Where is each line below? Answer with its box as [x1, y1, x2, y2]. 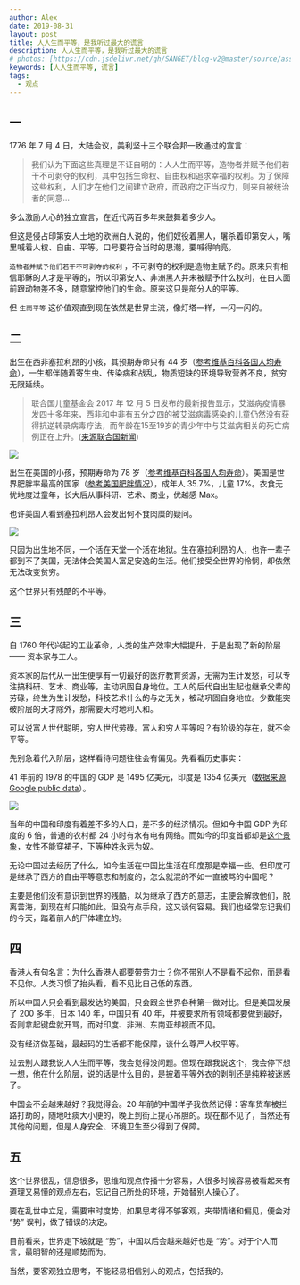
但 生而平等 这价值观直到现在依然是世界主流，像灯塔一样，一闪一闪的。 [9, 302, 268, 313]
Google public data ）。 [9, 783, 91, 794]
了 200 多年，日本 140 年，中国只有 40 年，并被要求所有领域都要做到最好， [9, 1008, 287, 1019]
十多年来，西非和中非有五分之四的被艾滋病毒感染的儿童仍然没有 [46, 409, 282, 420]
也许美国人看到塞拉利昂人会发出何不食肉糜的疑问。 [9, 509, 197, 520]
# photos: [9, 55, 46, 63]
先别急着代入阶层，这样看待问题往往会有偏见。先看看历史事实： [9, 753, 244, 764]
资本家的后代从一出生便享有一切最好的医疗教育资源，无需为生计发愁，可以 [9, 670, 283, 681]
